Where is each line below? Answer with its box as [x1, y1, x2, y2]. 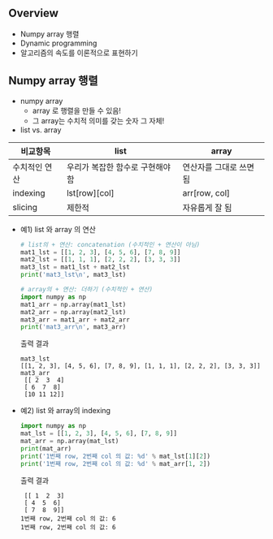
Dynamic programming [19, 38, 97, 48]
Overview [8, 6, 59, 20]
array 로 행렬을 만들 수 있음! [32, 106, 122, 115]
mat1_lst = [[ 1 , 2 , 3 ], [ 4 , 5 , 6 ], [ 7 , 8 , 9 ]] [19, 248, 181, 257]
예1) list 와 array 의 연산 [19, 224, 96, 234]
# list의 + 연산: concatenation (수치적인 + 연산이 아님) [19, 240, 201, 248]
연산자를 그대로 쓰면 [182, 162, 254, 173]
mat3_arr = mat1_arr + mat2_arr [19, 316, 130, 324]
